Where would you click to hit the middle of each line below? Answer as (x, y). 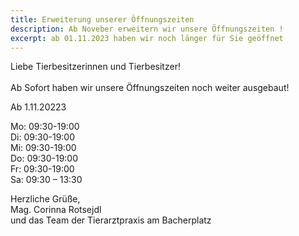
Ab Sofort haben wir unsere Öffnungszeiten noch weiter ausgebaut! (150, 88)
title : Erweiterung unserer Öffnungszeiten (102, 19)
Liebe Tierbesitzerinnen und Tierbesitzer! (95, 67)
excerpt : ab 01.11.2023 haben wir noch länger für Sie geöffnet (147, 38)
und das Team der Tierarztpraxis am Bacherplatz (111, 220)
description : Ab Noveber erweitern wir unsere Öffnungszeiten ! (147, 29)
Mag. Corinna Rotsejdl (56, 210)
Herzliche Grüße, (45, 199)
